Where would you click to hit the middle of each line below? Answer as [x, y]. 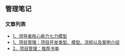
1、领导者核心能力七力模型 [40, 36]
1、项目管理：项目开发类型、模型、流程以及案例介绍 [66, 42]
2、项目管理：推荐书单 [36, 48]
